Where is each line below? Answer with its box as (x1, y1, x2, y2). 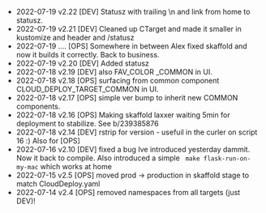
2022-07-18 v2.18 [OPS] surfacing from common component (15, 76, 220, 85)
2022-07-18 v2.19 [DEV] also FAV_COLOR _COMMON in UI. (15, 67, 212, 76)
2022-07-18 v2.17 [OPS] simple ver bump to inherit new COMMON (15, 93, 238, 102)
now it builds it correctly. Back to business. (15, 50, 160, 59)
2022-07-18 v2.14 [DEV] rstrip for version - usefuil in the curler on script (15, 127, 258, 137)
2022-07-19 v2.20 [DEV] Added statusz (15, 58, 150, 68)
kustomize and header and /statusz (15, 32, 135, 42)
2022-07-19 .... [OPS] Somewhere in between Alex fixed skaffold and (15, 41, 247, 51)
